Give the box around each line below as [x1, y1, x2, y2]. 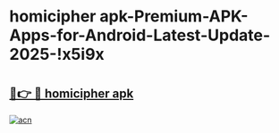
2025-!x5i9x [9, 45, 105, 64]
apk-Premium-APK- [99, 6, 249, 27]
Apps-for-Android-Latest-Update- [9, 25, 271, 46]
